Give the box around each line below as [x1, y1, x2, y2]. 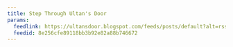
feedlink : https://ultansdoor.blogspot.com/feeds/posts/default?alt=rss [13, 23, 228, 30]
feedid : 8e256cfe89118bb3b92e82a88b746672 [13, 29, 138, 37]
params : [7, 17, 30, 23]
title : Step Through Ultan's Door [7, 10, 107, 17]
